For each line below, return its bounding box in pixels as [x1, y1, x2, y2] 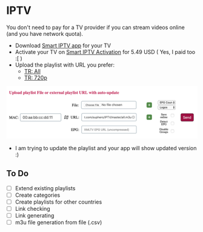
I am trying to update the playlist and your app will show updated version [15, 144, 197, 151]
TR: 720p [24, 74, 47, 81]
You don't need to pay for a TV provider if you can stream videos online [6, 24, 185, 31]
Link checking [15, 205, 50, 212]
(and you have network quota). [6, 30, 84, 37]
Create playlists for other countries [15, 198, 102, 205]
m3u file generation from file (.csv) [15, 219, 102, 226]
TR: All [24, 67, 41, 75]
